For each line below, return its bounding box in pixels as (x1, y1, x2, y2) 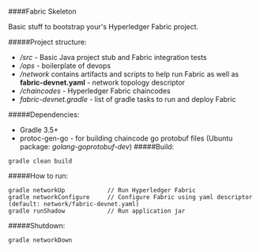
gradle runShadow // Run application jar (8, 207, 186, 215)
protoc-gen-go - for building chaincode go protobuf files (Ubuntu (19, 134, 233, 143)
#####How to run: (8, 171, 69, 180)
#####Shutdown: (8, 221, 66, 230)
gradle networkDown (8, 236, 73, 244)
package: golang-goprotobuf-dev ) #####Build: (19, 142, 175, 151)
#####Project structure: (8, 37, 87, 47)
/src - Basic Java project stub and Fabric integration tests (19, 53, 207, 62)
